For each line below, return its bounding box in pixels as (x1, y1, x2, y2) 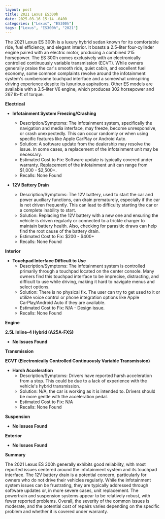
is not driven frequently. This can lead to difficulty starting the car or (19, 202, 159, 208)
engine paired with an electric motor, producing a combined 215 (5, 50, 134, 56)
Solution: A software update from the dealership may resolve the (19, 141, 151, 147)
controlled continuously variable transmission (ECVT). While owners (5, 60, 143, 66)
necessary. (19, 151, 42, 158)
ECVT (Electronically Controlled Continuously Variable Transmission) (5, 358, 150, 364)
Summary (5, 452, 26, 458)
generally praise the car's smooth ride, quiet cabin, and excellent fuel (5, 65, 146, 71)
